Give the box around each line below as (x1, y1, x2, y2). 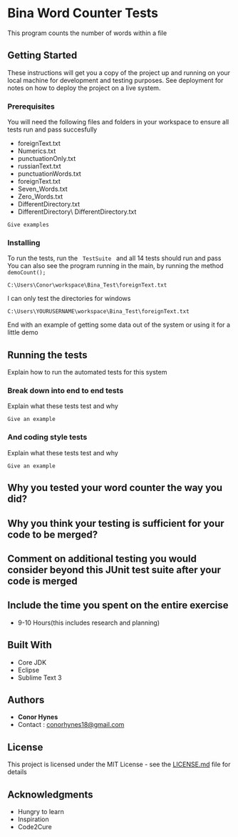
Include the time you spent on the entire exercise (7, 599, 229, 612)
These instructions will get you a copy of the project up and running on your (7, 68, 230, 76)
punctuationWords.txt (17, 169, 82, 178)
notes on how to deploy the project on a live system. (7, 84, 161, 92)
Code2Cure (17, 822, 52, 831)
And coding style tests (7, 432, 88, 442)
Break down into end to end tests (7, 386, 124, 396)
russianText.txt (17, 162, 62, 171)
